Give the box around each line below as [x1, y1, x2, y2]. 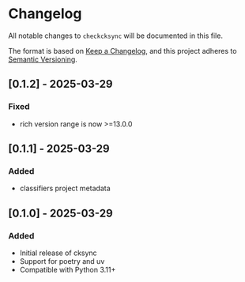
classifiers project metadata [19, 183, 111, 194]
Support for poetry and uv [19, 257, 105, 265]
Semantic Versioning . [8, 55, 77, 64]
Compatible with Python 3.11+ [19, 265, 116, 274]
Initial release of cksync [19, 248, 97, 258]
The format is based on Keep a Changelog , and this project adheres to [8, 46, 237, 55]
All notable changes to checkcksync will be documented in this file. [8, 31, 224, 40]
